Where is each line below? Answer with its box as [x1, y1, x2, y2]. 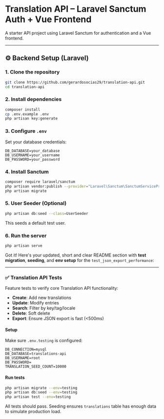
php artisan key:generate [5, 116, 58, 121]
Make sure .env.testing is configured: [5, 338, 83, 344]
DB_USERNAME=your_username [5, 153, 60, 158]
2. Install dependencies [5, 96, 62, 103]
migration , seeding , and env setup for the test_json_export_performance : [5, 257, 154, 263]
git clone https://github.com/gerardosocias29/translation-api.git [5, 80, 145, 85]
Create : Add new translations [12, 295, 72, 301]
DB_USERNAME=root [5, 356, 41, 361]
